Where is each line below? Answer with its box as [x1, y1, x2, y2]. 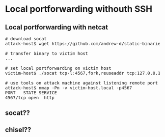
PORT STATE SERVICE [5, 90, 57, 95]
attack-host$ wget [5, 41, 50, 46]
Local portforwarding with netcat [5, 23, 108, 31]
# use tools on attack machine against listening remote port [5, 80, 158, 85]
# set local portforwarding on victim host [5, 65, 111, 71]
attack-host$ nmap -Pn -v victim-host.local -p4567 [5, 85, 133, 90]
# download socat [5, 36, 47, 41]
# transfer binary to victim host [5, 51, 88, 56]
